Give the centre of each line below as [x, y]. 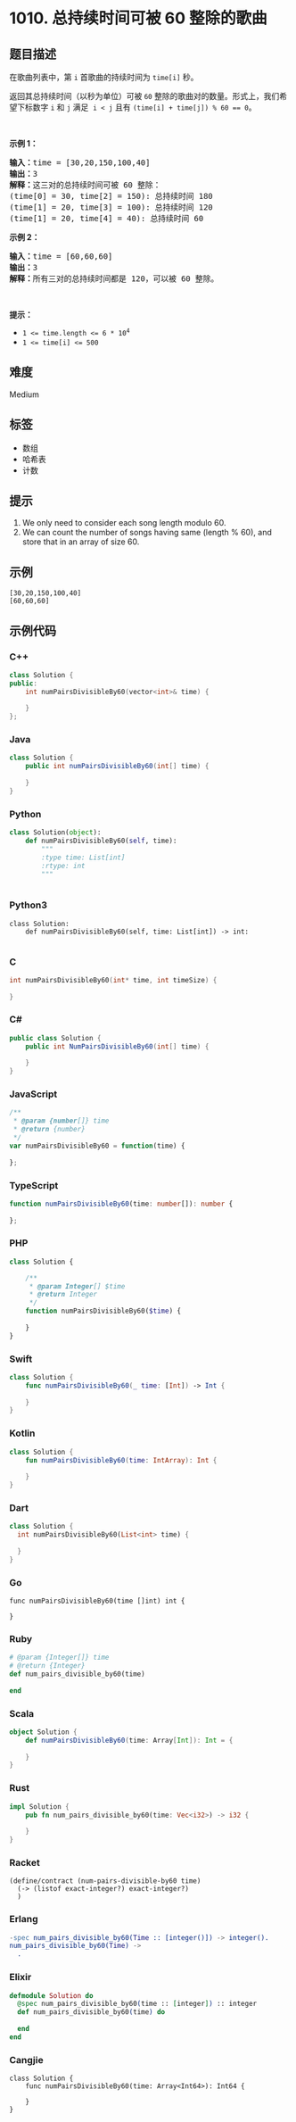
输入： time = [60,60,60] [61, 257]
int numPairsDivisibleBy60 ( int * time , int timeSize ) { [113, 980]
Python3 [28, 905]
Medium [25, 394]
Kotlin [22, 1433]
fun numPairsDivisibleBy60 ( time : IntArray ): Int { [121, 1460]
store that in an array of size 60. [81, 542]
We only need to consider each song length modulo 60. [124, 523]
